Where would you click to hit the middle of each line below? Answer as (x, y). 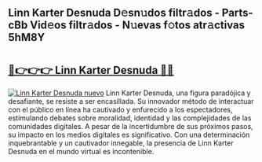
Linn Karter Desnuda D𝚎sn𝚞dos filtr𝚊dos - (114, 13)
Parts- (237, 13)
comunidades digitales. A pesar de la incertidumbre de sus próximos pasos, (131, 126)
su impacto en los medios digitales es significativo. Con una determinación (129, 134)
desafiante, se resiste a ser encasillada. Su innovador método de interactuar (131, 101)
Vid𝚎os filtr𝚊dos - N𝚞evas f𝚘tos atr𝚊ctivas (138, 26)
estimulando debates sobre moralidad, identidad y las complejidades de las (130, 118)
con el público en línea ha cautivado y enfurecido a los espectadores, (120, 110)
